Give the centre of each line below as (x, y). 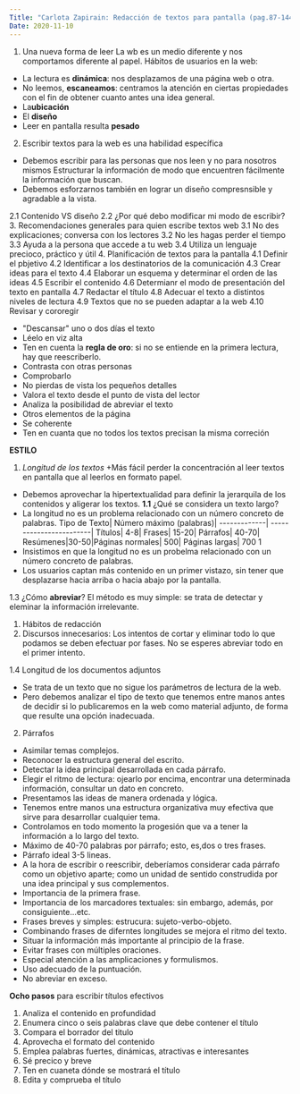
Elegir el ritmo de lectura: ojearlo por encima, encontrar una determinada (156, 778)
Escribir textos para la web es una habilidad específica (122, 143)
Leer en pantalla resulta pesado (81, 125)
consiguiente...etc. (56, 912)
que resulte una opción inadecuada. (88, 716)
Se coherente (47, 423)
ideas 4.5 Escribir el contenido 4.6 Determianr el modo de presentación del (147, 282)
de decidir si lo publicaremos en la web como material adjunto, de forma (155, 706)
